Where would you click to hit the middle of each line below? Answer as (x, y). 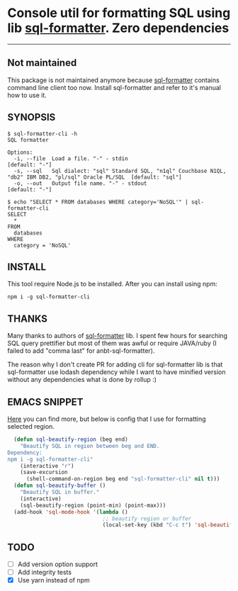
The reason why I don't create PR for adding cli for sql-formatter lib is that (115, 365)
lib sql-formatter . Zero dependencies (118, 28)
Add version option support (57, 564)
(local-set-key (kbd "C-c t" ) (147, 525)
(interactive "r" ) (47, 466)
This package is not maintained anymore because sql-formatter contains (113, 80)
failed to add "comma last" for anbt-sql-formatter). (81, 351)
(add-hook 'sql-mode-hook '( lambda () (71, 512)
